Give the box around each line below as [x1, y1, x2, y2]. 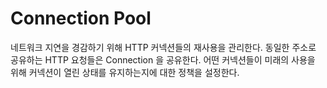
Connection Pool [10, 7, 152, 30]
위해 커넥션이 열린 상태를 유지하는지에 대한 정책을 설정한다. [10, 66, 240, 78]
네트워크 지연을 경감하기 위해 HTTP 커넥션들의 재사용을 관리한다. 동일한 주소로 [10, 41, 317, 53]
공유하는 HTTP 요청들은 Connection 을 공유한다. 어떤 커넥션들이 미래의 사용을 [10, 53, 316, 66]
